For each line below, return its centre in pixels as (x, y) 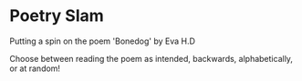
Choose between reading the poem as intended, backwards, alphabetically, (151, 58)
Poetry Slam (57, 16)
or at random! (35, 68)
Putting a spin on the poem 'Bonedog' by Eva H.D (103, 41)
